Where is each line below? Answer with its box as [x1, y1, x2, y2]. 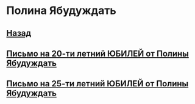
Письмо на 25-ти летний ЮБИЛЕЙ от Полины [6, 78, 189, 89]
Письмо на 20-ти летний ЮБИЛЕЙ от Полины [6, 48, 189, 58]
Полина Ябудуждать [6, 4, 117, 18]
